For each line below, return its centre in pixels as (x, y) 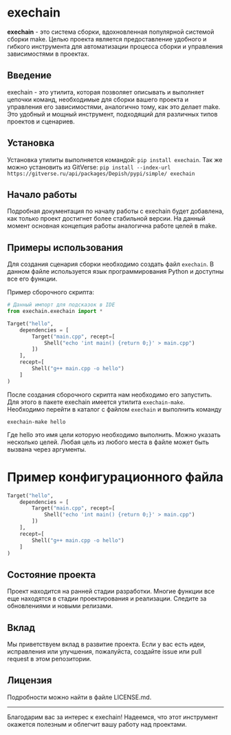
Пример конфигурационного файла (115, 477)
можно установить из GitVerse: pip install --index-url (89, 167)
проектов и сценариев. (41, 121)
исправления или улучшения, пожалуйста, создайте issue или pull (104, 652)
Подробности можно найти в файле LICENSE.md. (79, 697)
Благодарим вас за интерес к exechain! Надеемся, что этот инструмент (113, 717)
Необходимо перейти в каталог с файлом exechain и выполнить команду (114, 409)
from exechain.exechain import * (55, 312)
